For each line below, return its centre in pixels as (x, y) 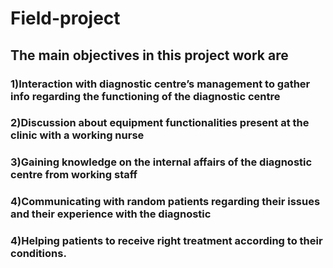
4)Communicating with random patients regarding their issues (165, 202)
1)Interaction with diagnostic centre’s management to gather (160, 84)
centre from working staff (74, 175)
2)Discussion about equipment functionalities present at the (160, 123)
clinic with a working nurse (77, 135)
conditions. (38, 254)
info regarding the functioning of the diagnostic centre (145, 96)
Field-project (65, 18)
